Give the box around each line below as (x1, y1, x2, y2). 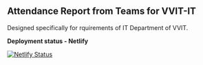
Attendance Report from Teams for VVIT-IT (7, 5, 196, 17)
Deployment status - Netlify (7, 37, 88, 45)
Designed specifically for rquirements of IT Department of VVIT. (7, 23, 189, 31)
